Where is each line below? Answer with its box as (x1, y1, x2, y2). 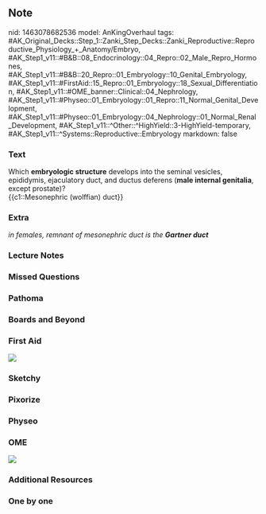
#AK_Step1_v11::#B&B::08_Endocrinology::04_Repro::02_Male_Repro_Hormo (8, 53, 257, 62)
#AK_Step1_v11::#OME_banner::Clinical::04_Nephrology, (16, 87, 199, 96)
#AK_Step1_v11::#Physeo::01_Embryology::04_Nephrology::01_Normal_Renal (8, 111, 256, 122)
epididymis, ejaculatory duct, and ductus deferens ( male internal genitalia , (8, 175, 254, 185)
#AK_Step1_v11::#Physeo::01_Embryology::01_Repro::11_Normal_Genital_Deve (8, 95, 259, 104)
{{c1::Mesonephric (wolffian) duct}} (8, 193, 124, 202)
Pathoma (8, 293, 44, 304)
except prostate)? (8, 184, 66, 193)
